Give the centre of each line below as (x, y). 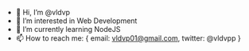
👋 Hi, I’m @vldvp (43, 12)
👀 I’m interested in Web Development (76, 21)
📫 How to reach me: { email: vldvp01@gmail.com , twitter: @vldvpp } (128, 38)
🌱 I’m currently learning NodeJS (68, 29)
